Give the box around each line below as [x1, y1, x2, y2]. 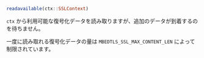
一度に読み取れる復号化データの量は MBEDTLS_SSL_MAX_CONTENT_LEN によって [6, 37, 195, 45]
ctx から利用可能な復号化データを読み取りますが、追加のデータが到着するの [6, 17, 199, 24]
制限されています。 [6, 45, 54, 53]
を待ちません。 [6, 25, 44, 32]
